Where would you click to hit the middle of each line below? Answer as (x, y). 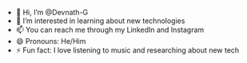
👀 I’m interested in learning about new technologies (100, 21)
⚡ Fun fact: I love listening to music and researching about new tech (127, 50)
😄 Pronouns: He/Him (51, 41)
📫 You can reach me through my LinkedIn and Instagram (110, 30)
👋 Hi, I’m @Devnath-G (52, 12)
